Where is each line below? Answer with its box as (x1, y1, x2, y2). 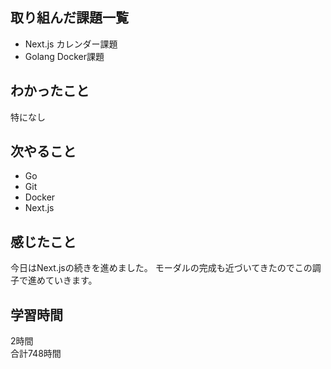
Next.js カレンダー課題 (24, 38, 118, 50)
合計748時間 (10, 348, 62, 360)
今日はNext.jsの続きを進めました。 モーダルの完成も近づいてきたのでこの (10, 262, 313, 274)
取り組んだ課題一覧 (10, 9, 129, 27)
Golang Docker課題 (24, 50, 105, 62)
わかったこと (10, 83, 90, 100)
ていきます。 (44, 274, 98, 287)
